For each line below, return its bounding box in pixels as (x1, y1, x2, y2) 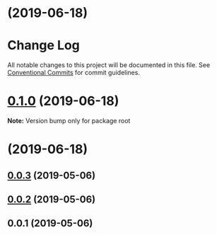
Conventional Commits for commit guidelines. (7, 69, 140, 77)
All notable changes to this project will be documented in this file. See (7, 61, 211, 69)
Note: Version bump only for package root (7, 117, 131, 125)
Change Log (7, 38, 80, 54)
